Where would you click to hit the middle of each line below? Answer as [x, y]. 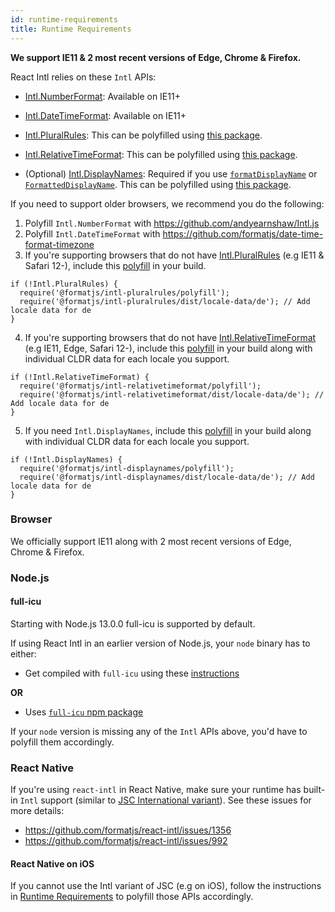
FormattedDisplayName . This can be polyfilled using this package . [158, 184]
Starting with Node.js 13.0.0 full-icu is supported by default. [133, 623]
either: [23, 653]
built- [314, 790]
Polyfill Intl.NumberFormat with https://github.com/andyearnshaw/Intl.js [172, 223]
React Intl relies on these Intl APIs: [83, 77]
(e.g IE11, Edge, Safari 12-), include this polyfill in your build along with [168, 348]
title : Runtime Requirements [71, 29]
